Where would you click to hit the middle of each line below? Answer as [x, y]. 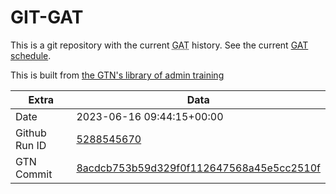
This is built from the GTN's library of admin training [117, 75]
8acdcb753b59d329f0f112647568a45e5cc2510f [198, 168]
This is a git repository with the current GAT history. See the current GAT [159, 45]
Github [31, 133]
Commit [34, 174]
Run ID [31, 145]
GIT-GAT [47, 17]
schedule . [31, 55]
